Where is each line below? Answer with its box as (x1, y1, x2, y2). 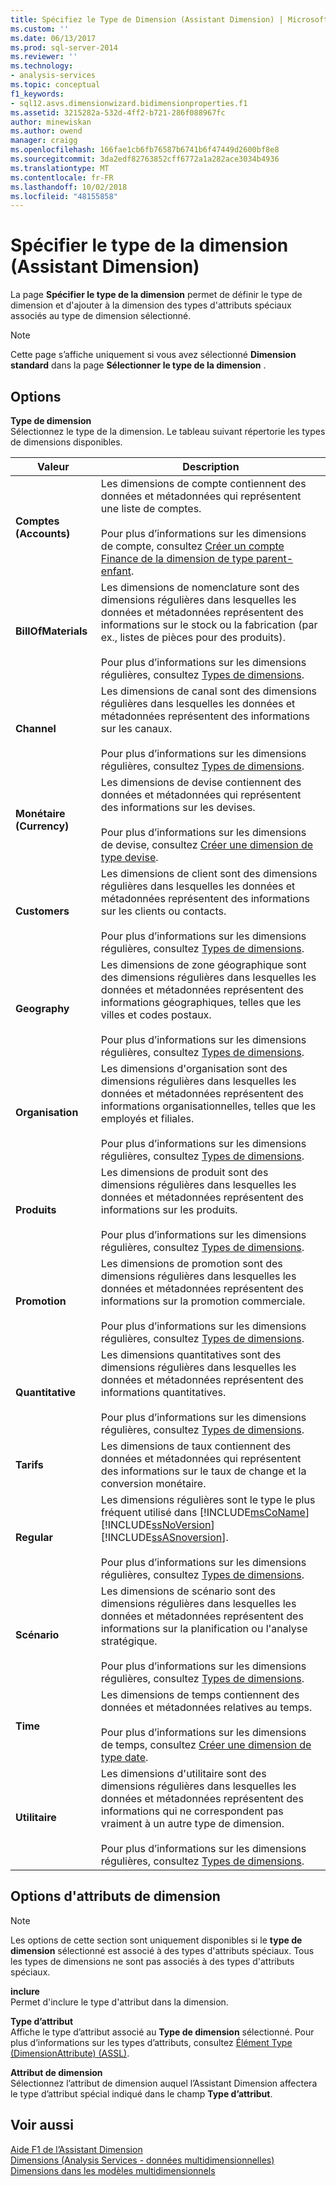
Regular (15, 1531, 54, 1544)
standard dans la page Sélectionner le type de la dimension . (10, 359, 267, 371)
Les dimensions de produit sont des (100, 1166, 269, 1179)
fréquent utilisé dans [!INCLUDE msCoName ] (100, 1506, 310, 1519)
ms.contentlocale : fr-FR (10, 172, 114, 183)
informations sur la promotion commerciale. (100, 1294, 306, 1308)
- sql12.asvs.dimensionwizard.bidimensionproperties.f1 (10, 98, 248, 108)
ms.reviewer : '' (10, 52, 78, 62)
